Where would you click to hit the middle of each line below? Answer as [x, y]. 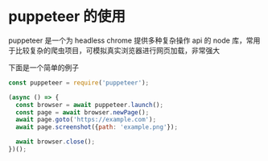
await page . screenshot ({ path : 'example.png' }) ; [97, 127]
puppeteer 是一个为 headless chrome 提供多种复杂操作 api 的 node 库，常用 [134, 40]
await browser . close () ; [55, 142]
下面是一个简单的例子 [43, 67]
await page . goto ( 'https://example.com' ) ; [86, 120]
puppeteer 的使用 [67, 17]
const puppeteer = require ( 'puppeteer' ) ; [79, 83]
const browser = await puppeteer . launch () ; [89, 105]
